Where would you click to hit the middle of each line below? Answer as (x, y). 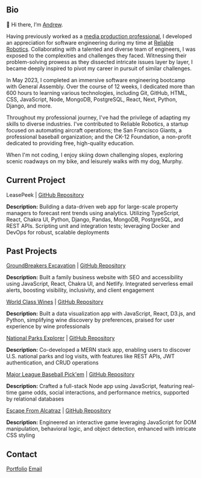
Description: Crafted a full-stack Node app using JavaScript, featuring (94, 386)
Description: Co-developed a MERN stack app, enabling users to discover (99, 350)
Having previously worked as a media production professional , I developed (99, 36)
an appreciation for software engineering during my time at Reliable (90, 42)
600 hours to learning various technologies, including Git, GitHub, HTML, (97, 92)
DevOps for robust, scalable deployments (58, 232)
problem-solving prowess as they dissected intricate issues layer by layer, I (99, 62)
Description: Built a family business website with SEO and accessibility (95, 277)
